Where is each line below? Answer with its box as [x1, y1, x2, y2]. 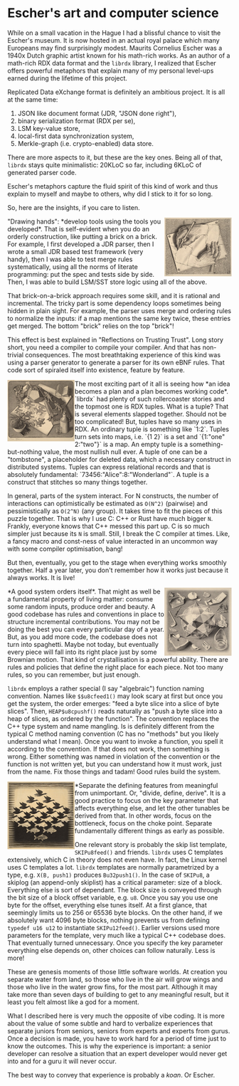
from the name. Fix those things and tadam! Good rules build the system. [7, 767, 221, 776]
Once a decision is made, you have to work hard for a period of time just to [7, 1034, 226, 1043]
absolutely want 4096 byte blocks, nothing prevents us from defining [7, 916, 210, 924]
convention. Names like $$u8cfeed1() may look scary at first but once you [7, 692, 223, 700]
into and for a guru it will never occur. [7, 1057, 117, 1065]
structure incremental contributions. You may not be [7, 617, 160, 626]
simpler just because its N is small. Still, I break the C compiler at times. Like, [7, 529, 230, 538]
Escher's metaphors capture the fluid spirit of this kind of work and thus [7, 181, 218, 190]
